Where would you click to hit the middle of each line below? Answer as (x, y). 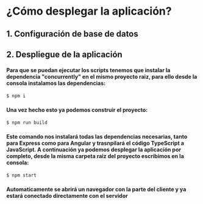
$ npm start (21, 175)
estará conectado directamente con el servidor (67, 195)
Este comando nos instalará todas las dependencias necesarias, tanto (97, 136)
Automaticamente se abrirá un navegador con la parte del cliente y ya (96, 189)
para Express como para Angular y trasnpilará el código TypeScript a (95, 143)
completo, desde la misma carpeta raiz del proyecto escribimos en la (95, 156)
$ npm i (16, 96)
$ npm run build (27, 123)
